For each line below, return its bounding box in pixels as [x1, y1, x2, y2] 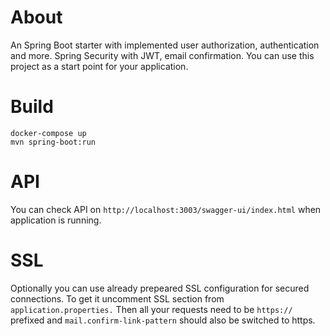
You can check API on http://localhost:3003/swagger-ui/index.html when [10, 203, 322, 215]
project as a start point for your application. [10, 60, 189, 72]
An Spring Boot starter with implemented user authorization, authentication [10, 39, 320, 51]
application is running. [10, 214, 102, 226]
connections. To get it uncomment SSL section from [10, 292, 225, 305]
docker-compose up [10, 128, 87, 138]
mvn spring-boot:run [10, 137, 97, 147]
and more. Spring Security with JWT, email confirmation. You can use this [10, 49, 315, 61]
